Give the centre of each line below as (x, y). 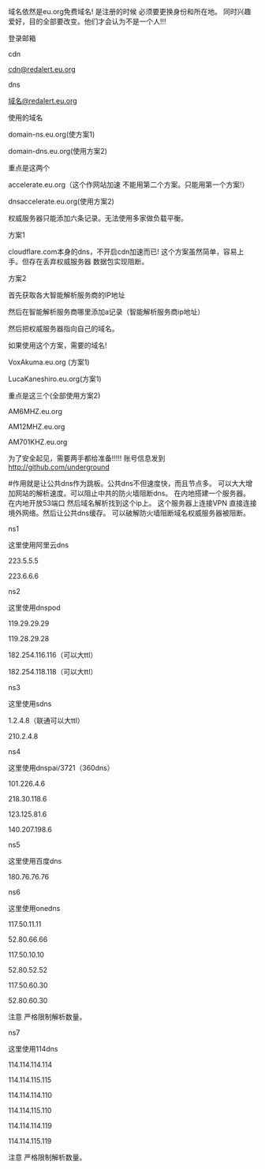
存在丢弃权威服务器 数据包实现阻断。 (88, 261)
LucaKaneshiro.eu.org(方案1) (55, 379)
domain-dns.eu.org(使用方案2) (58, 151)
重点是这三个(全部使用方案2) (54, 396)
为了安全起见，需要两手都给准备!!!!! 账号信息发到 (87, 458)
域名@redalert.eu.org (43, 101)
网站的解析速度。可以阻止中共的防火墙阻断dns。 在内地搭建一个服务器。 (132, 493)
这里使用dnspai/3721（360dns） (61, 768)
